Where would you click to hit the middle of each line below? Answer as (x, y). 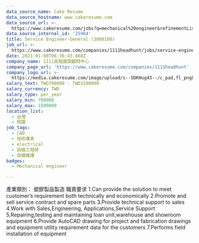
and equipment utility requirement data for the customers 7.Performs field (96, 228)
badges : (16, 161)
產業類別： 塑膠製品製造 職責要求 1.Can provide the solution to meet (89, 189)
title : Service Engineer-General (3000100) (61, 39)
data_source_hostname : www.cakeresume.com (59, 17)
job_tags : (18, 128)
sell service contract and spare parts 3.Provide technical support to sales (95, 202)
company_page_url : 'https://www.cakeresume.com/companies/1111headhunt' (98, 67)
